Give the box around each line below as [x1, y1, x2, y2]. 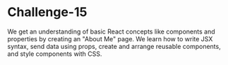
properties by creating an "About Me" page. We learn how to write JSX [7, 34, 213, 43]
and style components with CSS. [7, 50, 102, 58]
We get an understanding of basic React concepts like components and [7, 27, 215, 36]
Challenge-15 [7, 4, 88, 20]
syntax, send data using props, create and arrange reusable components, [7, 42, 221, 50]
